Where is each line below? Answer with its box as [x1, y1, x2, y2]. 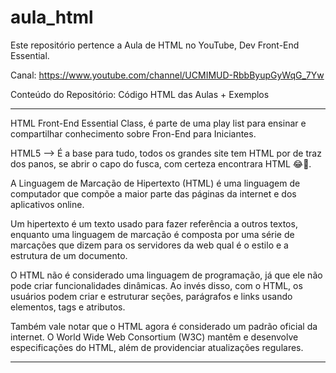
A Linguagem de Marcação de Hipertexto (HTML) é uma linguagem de [10, 177, 301, 189]
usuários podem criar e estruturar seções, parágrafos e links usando [10, 290, 293, 302]
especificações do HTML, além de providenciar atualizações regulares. [10, 341, 304, 353]
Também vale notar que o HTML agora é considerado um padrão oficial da [10, 320, 318, 332]
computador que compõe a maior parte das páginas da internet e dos [10, 187, 297, 200]
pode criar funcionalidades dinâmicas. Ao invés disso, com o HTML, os [10, 279, 303, 291]
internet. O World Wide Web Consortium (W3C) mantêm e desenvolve [10, 331, 299, 343]
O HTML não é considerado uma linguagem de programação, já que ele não [10, 269, 323, 281]
